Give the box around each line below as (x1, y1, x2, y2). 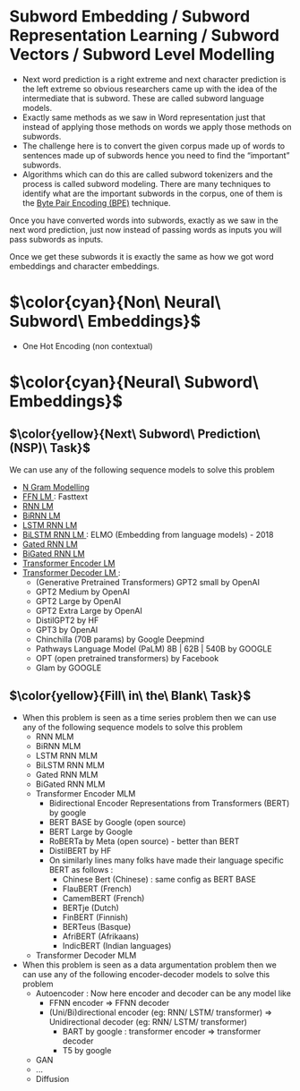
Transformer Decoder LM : (21, 567, 121, 578)
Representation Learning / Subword (9, 25, 280, 46)
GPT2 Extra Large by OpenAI (35, 605, 143, 616)
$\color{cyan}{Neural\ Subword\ (9, 372, 260, 393)
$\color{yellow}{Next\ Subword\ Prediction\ (9, 427, 261, 442)
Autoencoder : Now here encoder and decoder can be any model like (35, 987, 291, 999)
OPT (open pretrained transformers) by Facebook (35, 652, 219, 663)
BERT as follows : (48, 864, 114, 874)
